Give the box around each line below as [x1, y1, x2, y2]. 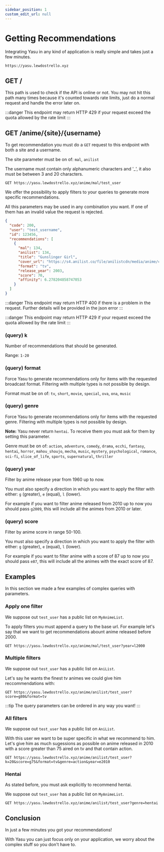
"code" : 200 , [9, 223, 36, 228]
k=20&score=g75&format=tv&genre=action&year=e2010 [5, 760, 110, 765]
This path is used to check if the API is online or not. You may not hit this [5, 90, 151, 96]
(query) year [5, 465, 36, 472]
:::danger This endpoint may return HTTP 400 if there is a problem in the [5, 300, 151, 306]
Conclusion [5, 814, 41, 822]
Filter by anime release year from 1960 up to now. [5, 477, 105, 482]
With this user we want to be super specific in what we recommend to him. [5, 735, 155, 741]
